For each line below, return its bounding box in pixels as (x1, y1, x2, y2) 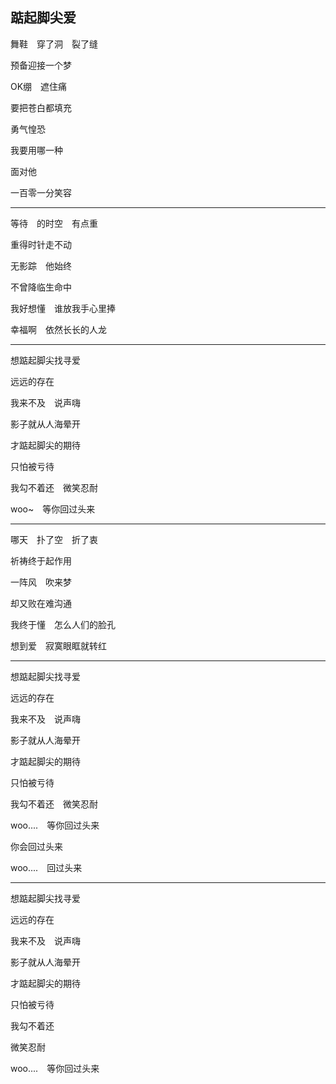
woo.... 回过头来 (10, 861, 83, 873)
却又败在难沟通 (10, 597, 72, 609)
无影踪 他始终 (10, 259, 72, 272)
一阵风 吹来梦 (10, 576, 72, 588)
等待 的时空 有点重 (10, 217, 98, 229)
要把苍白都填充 (10, 101, 72, 113)
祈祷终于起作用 (10, 554, 72, 567)
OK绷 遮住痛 (10, 80, 68, 92)
